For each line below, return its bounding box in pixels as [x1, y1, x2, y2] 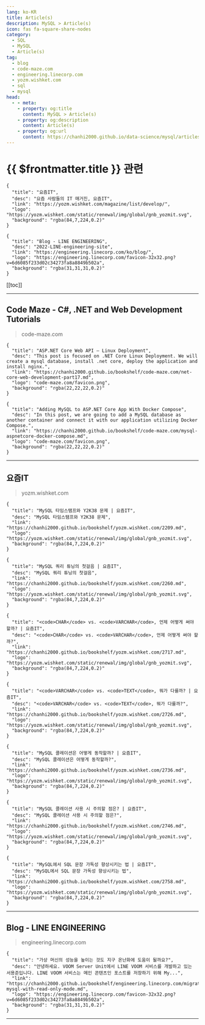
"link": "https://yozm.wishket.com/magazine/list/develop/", [12, 201, 171, 207]
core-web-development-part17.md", [6, 374, 95, 381]
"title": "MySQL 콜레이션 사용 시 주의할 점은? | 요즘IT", [12, 806, 147, 812]
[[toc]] [6, 281, 23, 288]
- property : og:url [17, 128, 67, 134]
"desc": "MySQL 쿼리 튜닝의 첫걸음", [12, 570, 98, 576]
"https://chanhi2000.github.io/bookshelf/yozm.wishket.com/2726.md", [6, 712, 187, 718]
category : [6, 32, 32, 38]
